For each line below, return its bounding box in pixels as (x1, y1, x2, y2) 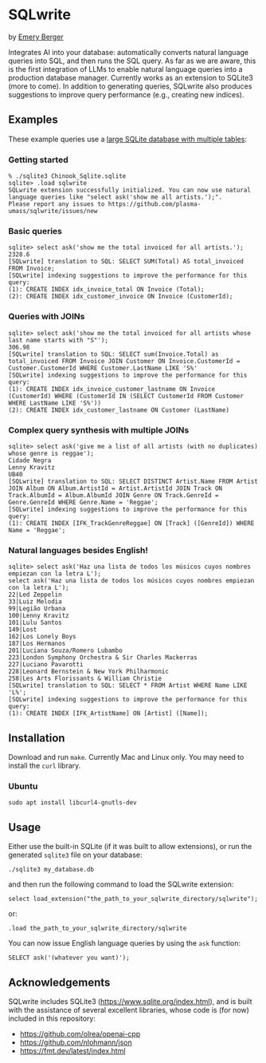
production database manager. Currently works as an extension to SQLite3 (8, 73, 253, 82)
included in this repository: (8, 1014, 96, 1023)
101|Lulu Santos (8, 618, 62, 627)
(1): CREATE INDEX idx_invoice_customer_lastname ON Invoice (8, 385, 216, 393)
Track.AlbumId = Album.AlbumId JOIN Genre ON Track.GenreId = (8, 491, 219, 500)
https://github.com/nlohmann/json (19, 1037, 133, 1047)
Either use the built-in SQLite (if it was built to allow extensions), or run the (8, 842, 252, 852)
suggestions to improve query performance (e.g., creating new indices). (8, 89, 244, 99)
